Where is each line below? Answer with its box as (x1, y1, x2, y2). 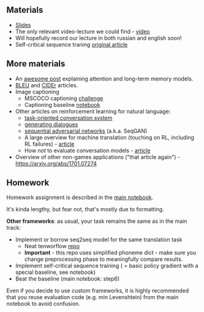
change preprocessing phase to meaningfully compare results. (24, 255, 183, 263)
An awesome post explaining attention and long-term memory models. (15, 75, 194, 82)
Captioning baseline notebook (24, 101, 100, 108)
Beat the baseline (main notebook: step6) (15, 275, 120, 283)
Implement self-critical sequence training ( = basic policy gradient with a (15, 262, 198, 270)
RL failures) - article (24, 140, 75, 147)
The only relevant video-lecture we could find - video (15, 28, 150, 35)
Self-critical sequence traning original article (15, 41, 128, 48)
